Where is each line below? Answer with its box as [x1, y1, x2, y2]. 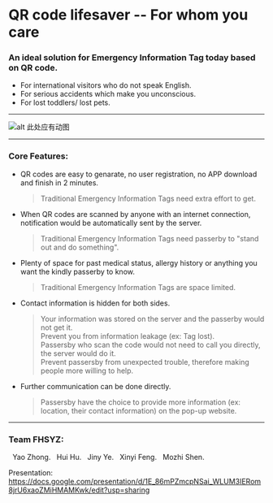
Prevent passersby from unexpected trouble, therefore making [40, 357, 249, 366]
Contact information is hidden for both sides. [19, 298, 171, 308]
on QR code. [8, 63, 58, 74]
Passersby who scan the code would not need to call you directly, [40, 340, 262, 349]
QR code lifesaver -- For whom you [8, 6, 249, 24]
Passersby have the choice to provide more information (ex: [40, 397, 241, 407]
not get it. [40, 323, 73, 332]
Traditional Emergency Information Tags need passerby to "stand [40, 233, 259, 243]
